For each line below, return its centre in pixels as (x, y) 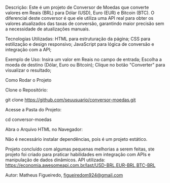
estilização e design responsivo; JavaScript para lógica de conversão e (80, 44)
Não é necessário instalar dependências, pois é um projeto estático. (76, 139)
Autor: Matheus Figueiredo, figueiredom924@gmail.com (64, 175)
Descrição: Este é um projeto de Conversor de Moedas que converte (77, 7)
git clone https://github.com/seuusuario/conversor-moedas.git (71, 100)
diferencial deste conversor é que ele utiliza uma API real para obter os (79, 18)
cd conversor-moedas (28, 119)
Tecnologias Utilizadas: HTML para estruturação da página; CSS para (78, 39)
